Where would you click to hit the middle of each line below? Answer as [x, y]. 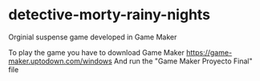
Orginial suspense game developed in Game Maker [93, 37]
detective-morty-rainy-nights [110, 15]
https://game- [209, 52]
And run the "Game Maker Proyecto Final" [183, 61]
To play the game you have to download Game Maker [96, 52]
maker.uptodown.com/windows [60, 61]
